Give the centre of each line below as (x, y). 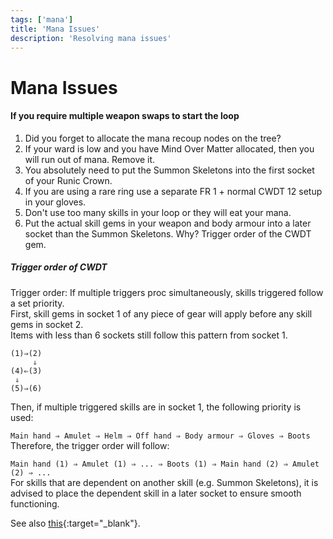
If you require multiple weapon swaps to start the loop (125, 116)
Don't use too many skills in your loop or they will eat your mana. (158, 212)
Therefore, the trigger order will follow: (90, 445)
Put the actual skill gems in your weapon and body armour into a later (168, 223)
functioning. (35, 503)
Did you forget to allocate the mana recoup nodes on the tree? (153, 138)
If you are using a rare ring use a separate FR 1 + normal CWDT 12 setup (173, 191)
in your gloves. (55, 202)
